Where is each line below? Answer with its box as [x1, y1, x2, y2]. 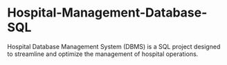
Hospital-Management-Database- [7, 5, 208, 21]
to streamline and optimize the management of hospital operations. [7, 50, 199, 58]
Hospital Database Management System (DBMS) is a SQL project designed [7, 42, 221, 50]
